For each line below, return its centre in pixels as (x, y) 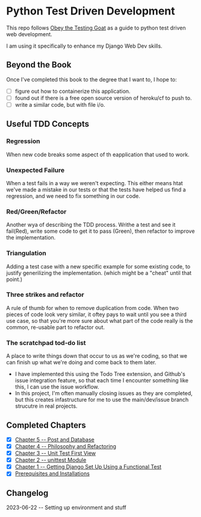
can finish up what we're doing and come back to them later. (81, 363)
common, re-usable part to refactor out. (56, 327)
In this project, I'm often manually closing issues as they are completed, (104, 393)
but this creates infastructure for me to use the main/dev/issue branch (102, 400)
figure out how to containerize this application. (73, 91)
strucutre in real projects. (46, 406)
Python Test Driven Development (91, 11)
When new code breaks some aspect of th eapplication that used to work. (98, 154)
